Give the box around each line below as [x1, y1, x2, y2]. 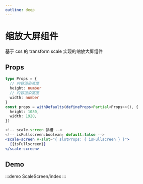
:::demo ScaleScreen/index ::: [5, 173, 66, 179]
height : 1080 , [10, 109, 39, 114]
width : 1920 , [10, 114, 37, 119]
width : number [10, 95, 39, 100]
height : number [10, 86, 42, 91]
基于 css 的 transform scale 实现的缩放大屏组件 [5, 48, 103, 54]
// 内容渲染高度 [10, 81, 39, 86]
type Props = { [5, 76, 37, 81]
